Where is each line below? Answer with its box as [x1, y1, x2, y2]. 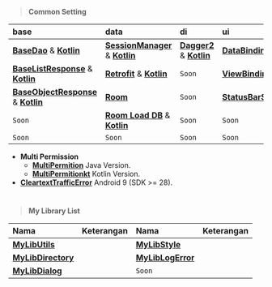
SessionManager [104, 40, 172, 51]
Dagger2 [179, 40, 215, 51]
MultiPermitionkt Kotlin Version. [32, 169, 141, 178]
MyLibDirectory [12, 252, 74, 263]
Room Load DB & [104, 109, 171, 121]
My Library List [28, 206, 81, 216]
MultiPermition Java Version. [32, 161, 131, 169]
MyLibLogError [135, 252, 195, 263]
